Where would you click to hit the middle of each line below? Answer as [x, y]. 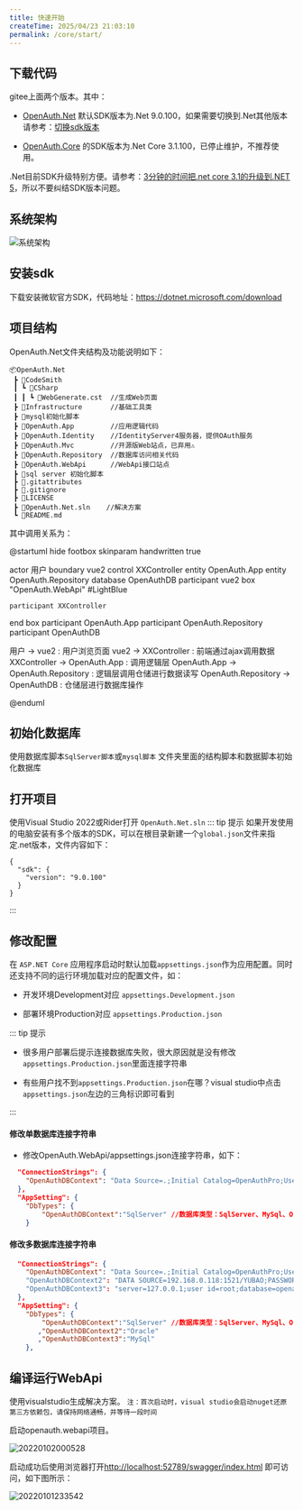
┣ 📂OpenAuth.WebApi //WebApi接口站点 [91, 464]
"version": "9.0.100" [66, 878]
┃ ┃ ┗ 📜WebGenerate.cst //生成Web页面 [85, 398]
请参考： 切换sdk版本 [61, 127]
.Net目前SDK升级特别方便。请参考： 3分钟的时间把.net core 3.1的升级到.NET [150, 177]
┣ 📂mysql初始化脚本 [46, 416]
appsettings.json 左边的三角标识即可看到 [98, 1094]
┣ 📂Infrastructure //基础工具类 [83, 407]
